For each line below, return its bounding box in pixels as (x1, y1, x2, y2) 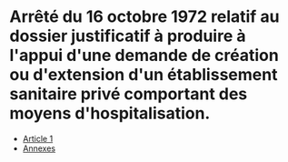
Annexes (22, 143, 56, 154)
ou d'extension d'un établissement (9, 65, 278, 86)
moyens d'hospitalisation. (9, 103, 211, 124)
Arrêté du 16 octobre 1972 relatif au (9, 6, 280, 27)
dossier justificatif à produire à (9, 25, 246, 46)
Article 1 (22, 133, 54, 144)
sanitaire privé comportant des (9, 84, 248, 105)
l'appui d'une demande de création (9, 46, 279, 66)
